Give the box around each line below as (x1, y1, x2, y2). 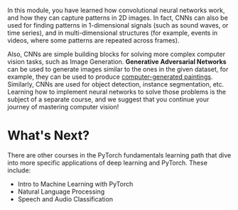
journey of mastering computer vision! (7, 103, 119, 111)
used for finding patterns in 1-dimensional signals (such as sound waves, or (7, 21, 229, 29)
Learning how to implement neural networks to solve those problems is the (7, 88, 227, 96)
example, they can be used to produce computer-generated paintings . (7, 72, 213, 81)
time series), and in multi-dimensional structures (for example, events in (7, 28, 218, 37)
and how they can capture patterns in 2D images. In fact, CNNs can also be (7, 13, 229, 22)
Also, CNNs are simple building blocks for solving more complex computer (7, 50, 226, 58)
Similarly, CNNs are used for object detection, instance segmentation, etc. (7, 80, 225, 88)
